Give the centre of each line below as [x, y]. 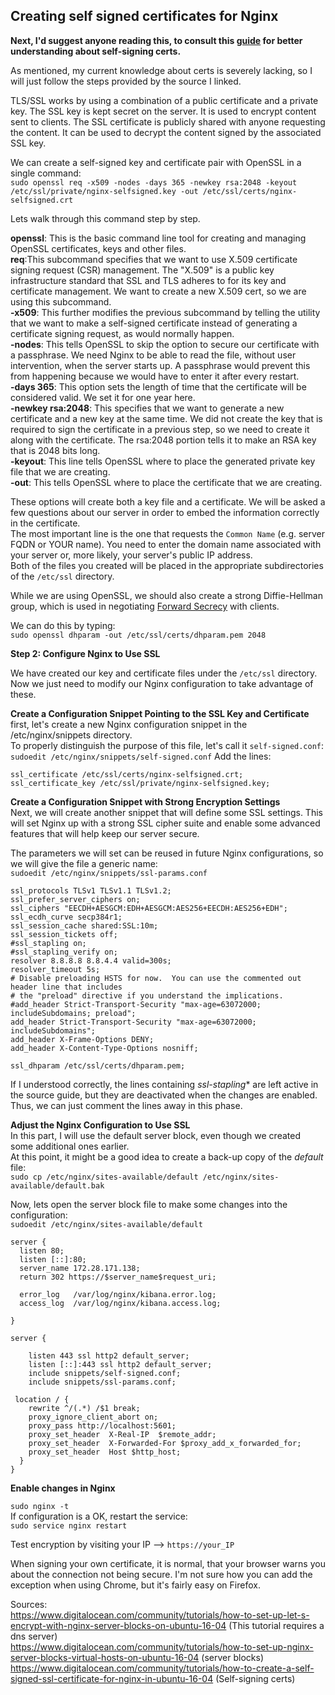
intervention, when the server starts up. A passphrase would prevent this [160, 365]
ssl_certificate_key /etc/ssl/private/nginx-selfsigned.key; [140, 783]
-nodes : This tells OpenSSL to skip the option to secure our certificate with [165, 344]
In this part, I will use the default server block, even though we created [155, 1135]
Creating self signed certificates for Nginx [144, 16]
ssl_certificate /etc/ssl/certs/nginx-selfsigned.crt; [127, 774]
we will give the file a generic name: [84, 863]
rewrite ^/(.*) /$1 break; [84, 1408]
